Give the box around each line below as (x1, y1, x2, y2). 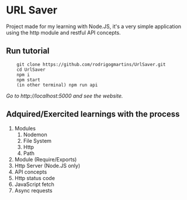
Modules (14, 125, 36, 132)
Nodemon (23, 131, 48, 138)
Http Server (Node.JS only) (14, 162, 81, 169)
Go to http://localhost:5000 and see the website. (6, 92, 123, 99)
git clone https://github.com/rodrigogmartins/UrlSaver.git (16, 61, 166, 67)
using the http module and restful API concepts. (6, 29, 121, 36)
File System (23, 137, 51, 144)
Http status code (14, 174, 56, 181)
